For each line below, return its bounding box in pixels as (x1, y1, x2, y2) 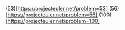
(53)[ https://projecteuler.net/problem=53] (5, 5, 108, 12)
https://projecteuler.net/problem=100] (7, 18, 101, 24)
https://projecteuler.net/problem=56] (7, 11, 98, 18)
